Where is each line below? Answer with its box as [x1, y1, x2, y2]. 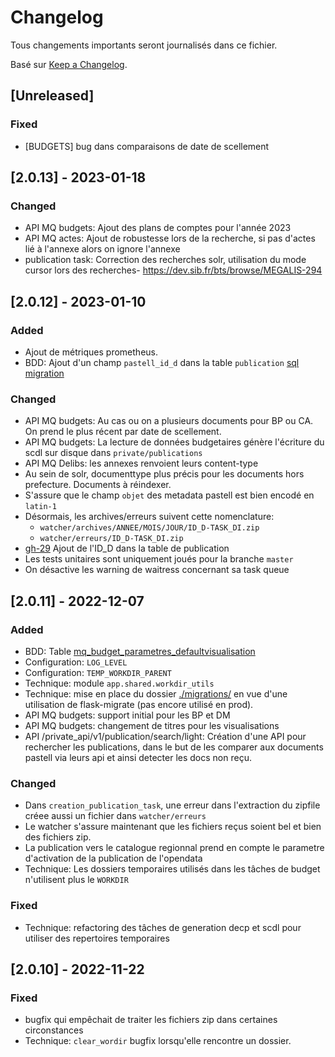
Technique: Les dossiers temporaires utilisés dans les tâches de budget [24, 863, 321, 875]
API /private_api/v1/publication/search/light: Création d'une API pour [24, 730, 307, 742]
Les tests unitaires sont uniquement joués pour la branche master [24, 553, 294, 565]
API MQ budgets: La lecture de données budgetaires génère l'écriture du [24, 436, 325, 448]
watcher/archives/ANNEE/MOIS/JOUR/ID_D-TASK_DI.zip [39, 523, 260, 533]
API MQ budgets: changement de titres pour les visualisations [24, 719, 280, 731]
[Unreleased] [10, 87, 95, 105]
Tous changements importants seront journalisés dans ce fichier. [10, 39, 278, 51]
